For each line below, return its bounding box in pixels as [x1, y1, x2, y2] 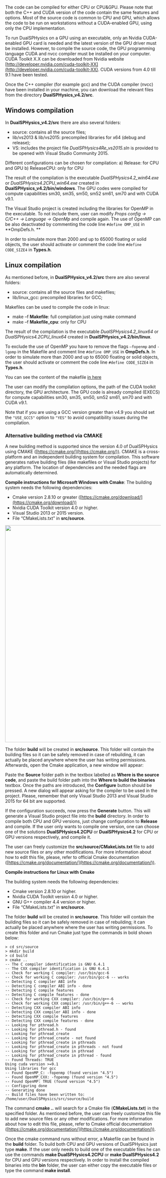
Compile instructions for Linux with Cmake [5, 869, 95, 875]
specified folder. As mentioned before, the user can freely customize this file [5, 1110, 161, 1116]
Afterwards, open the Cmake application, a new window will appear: [5, 762, 144, 768]
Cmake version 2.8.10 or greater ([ [12, 494, 82, 500]
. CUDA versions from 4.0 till [98, 66, 156, 72]
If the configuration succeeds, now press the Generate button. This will [5, 807, 151, 813]
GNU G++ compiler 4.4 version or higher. [12, 899, 96, 905]
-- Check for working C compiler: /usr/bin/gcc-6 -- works [5, 975, 129, 980]
